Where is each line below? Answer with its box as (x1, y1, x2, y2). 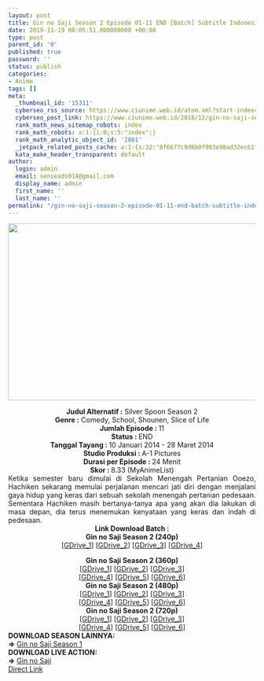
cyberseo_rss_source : (15, 107, 86, 115)
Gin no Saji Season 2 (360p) (85, 556, 179, 565)
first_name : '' (15, 186, 65, 195)
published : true (8, 48, 61, 56)
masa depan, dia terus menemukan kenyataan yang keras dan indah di (8, 507, 256, 517)
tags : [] (8, 84, 37, 93)
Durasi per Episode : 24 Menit (83, 457, 181, 466)
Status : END (111, 432, 153, 441)
